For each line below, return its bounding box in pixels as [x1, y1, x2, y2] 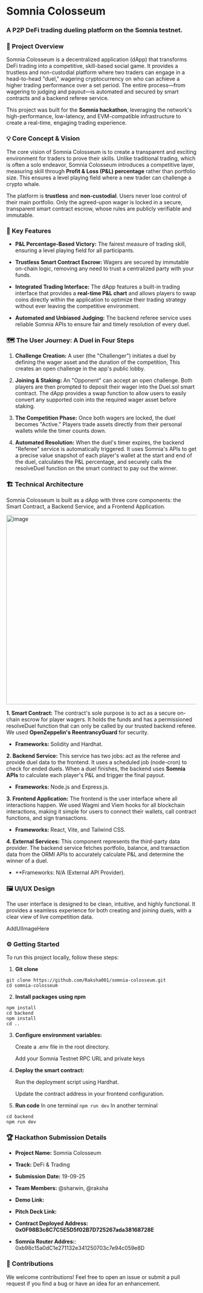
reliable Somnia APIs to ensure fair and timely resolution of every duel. [14, 321, 190, 328]
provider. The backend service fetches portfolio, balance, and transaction [6, 844, 189, 851]
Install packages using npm [14, 993, 86, 1001]
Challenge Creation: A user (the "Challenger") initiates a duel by [14, 352, 176, 359]
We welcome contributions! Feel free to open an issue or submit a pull [6, 1273, 180, 1280]
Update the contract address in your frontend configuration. [14, 1090, 164, 1098]
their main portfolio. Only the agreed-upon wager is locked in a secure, [6, 198, 183, 205]
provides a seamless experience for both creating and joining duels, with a [6, 906, 192, 914]
